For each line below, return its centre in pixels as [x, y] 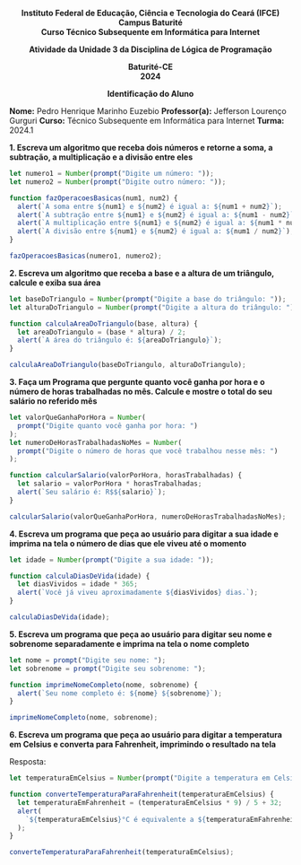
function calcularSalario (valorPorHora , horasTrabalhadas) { [126, 476]
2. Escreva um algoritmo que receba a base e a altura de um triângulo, [142, 273]
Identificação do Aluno [150, 94]
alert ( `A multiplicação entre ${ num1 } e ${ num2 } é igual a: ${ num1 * [150, 223]
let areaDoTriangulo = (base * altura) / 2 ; [102, 332]
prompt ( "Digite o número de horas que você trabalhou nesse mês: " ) [148, 451]
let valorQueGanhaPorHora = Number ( [77, 417]
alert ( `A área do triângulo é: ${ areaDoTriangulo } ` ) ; [120, 340]
